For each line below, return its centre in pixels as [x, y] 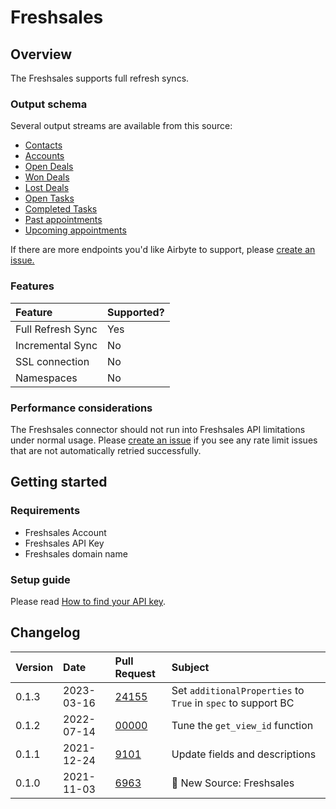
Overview [41, 54]
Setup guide [40, 579]
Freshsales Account [65, 532]
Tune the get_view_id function [242, 725]
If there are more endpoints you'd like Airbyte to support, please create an [163, 250]
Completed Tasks [61, 209]
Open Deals [49, 167]
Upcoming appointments [75, 230]
